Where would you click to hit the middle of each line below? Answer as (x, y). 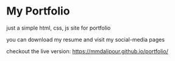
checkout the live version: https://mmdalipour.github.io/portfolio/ (87, 51)
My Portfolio (38, 11)
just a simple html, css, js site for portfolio (59, 28)
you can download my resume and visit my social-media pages (86, 39)
